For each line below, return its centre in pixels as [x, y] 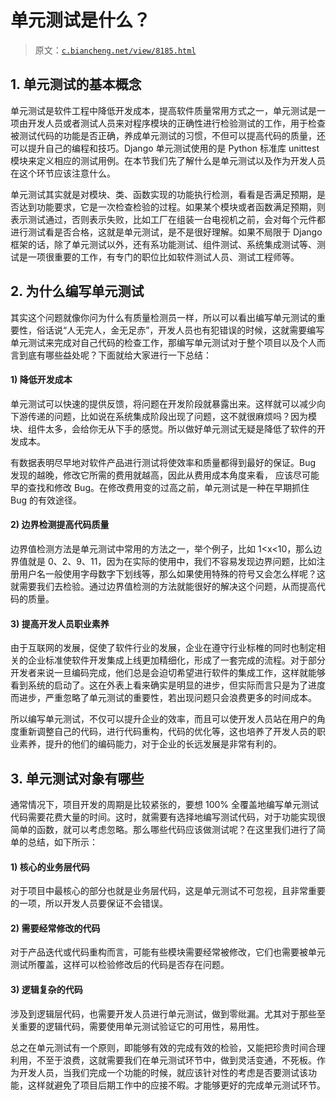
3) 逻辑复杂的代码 [46, 989]
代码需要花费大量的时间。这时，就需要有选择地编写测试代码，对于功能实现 [163, 817]
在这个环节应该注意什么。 [63, 173]
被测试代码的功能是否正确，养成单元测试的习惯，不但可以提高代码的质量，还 [168, 135]
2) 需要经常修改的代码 [55, 928]
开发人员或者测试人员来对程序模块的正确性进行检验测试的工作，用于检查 [176, 123]
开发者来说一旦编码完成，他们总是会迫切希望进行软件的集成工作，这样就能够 [168, 673]
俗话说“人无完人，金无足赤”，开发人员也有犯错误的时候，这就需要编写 [180, 330]
